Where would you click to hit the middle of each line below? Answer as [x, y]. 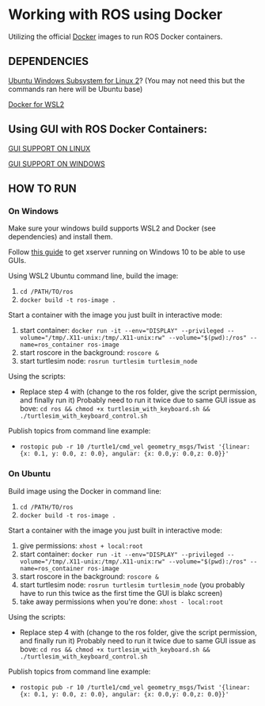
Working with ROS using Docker [115, 15]
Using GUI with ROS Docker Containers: [108, 130]
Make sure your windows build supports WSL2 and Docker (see [112, 228]
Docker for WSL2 [36, 104]
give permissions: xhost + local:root [81, 545]
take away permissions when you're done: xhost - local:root [121, 601]
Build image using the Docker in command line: [85, 491]
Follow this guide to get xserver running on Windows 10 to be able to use [127, 252]
